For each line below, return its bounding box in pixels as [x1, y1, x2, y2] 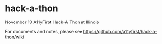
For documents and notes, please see [5, 28, 82, 34]
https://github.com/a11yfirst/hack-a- [83, 28, 158, 34]
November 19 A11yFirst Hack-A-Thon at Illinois [5, 19, 99, 25]
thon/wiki [5, 34, 24, 40]
